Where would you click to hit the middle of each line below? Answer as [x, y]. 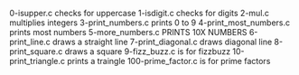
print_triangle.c [37, 61]
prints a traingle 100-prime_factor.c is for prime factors [169, 61]
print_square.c [36, 52]
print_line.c [30, 42]
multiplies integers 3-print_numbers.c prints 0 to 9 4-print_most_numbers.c [150, 23]
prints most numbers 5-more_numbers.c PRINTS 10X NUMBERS [128, 32]
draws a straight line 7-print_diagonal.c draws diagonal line [163, 42]
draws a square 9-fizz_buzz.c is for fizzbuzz [148, 52]
